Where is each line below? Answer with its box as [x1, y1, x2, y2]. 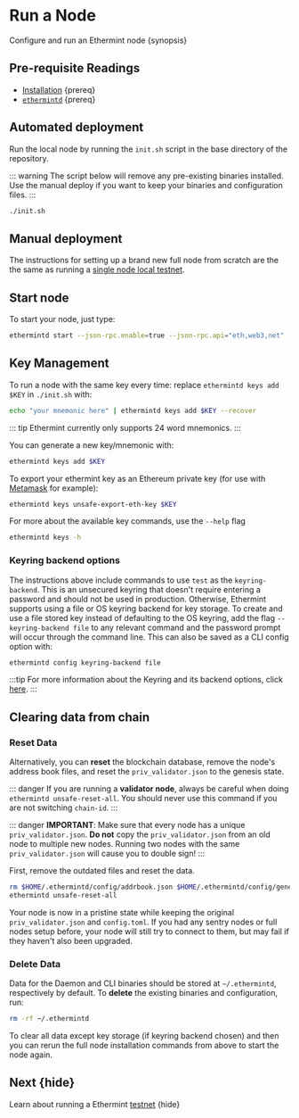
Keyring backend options [9, 554, 120, 567]
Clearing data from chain [9, 709, 149, 725]
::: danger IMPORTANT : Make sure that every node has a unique [9, 820, 246, 831]
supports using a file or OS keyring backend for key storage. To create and [9, 603, 283, 614]
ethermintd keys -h [9, 533, 82, 542]
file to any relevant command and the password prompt [72, 622, 281, 633]
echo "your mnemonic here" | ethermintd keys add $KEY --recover [9, 406, 256, 415]
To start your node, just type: [9, 314, 116, 325]
